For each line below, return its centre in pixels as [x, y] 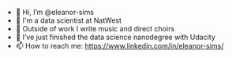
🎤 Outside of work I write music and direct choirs [95, 29]
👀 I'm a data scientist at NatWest [69, 20]
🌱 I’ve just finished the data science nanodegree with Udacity [115, 37]
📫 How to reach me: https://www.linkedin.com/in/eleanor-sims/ [120, 46]
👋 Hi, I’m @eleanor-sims [55, 12]
